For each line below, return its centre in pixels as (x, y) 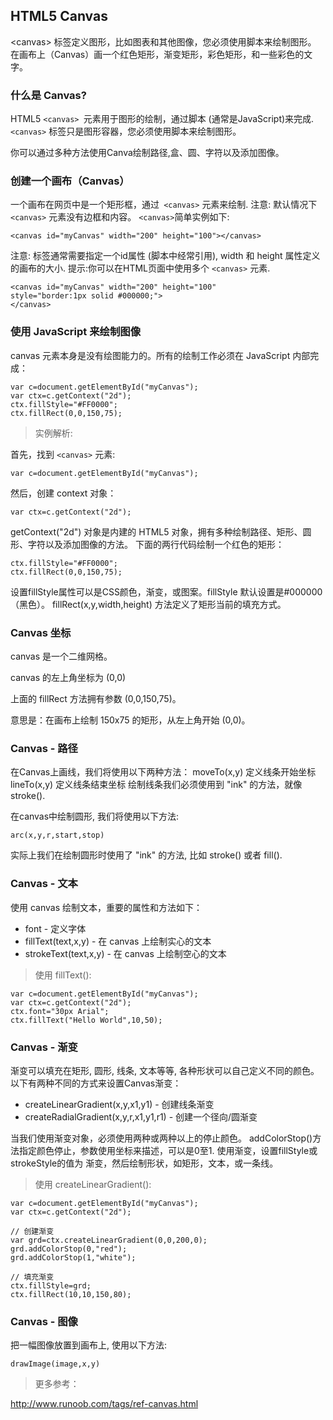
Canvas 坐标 (41, 632)
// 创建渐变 (32, 1231)
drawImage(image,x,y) (55, 1364)
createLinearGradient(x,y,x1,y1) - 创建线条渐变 (119, 1104)
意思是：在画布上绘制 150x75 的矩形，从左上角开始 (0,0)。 (130, 720)
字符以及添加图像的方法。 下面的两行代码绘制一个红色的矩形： (156, 544)
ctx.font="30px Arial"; (60, 1011)
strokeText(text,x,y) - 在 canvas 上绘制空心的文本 (125, 953)
